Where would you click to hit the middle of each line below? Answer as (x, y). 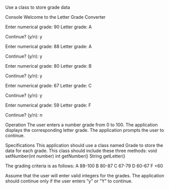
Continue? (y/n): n (24, 115)
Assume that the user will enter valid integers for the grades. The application (85, 176)
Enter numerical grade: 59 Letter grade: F (48, 105)
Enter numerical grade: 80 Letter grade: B (48, 66)
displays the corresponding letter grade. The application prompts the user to (85, 130)
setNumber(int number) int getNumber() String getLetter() (65, 156)
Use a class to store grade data (38, 7)
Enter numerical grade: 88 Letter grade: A (48, 46)
